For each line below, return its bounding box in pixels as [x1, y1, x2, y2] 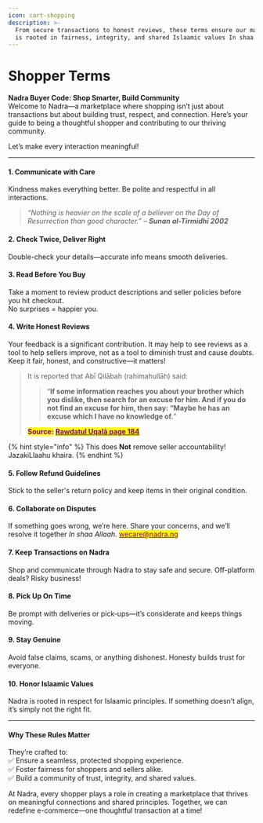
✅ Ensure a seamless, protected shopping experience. [8, 755, 184, 766]
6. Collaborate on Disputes [8, 503, 96, 513]
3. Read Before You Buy [8, 270, 86, 280]
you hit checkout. [8, 295, 64, 305]
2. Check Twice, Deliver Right [8, 234, 106, 243]
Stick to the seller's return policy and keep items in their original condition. [8, 486, 248, 496]
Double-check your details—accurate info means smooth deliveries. [8, 252, 228, 262]
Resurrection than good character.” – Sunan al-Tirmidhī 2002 [27, 217, 229, 226]
